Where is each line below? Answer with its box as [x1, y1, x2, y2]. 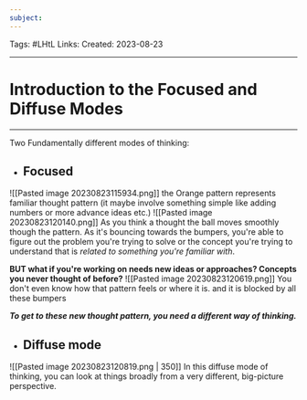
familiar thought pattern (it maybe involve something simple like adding [9, 197, 277, 208]
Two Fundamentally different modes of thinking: [9, 137, 190, 148]
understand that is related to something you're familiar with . [9, 246, 236, 257]
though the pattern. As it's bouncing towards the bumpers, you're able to [9, 226, 284, 237]
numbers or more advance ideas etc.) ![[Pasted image [9, 207, 213, 218]
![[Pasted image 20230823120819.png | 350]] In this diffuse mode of [9, 362, 269, 373]
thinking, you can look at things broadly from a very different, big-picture [9, 371, 284, 382]
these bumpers [9, 293, 67, 304]
